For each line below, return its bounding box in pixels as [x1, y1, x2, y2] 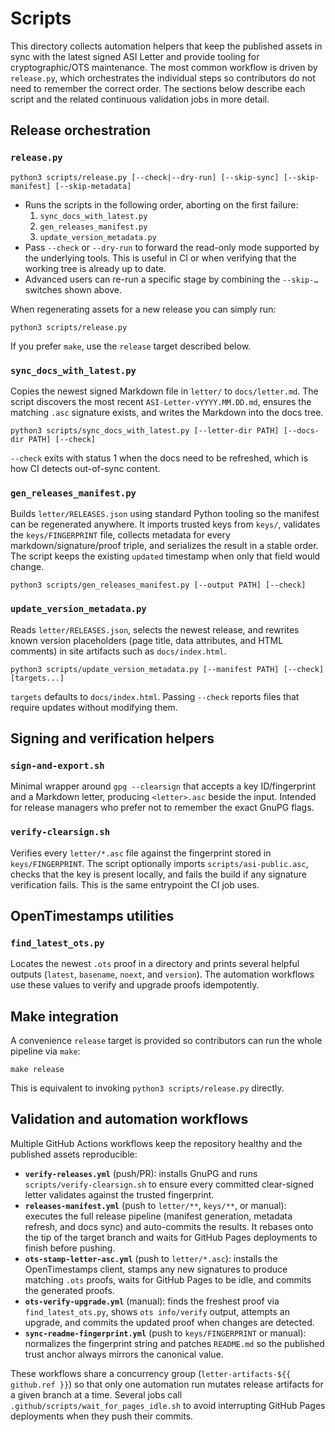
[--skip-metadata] [54, 181, 132, 191]
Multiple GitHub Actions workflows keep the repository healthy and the [10, 1137, 303, 1149]
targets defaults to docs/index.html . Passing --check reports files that [10, 690, 300, 702]
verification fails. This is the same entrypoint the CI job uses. [10, 878, 260, 891]
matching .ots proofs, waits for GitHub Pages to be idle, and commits [24, 1273, 312, 1286]
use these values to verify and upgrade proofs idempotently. [10, 979, 260, 991]
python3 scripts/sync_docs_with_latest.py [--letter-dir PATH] [10, 425, 280, 436]
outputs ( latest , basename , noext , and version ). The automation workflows [10, 968, 315, 981]
